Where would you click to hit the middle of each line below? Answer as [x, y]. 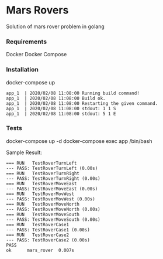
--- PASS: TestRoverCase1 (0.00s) [48, 230]
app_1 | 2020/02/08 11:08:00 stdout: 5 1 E [61, 114]
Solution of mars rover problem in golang [56, 26]
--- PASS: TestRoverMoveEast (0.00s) [52, 189]
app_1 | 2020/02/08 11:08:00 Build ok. [56, 98]
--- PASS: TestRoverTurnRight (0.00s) [53, 178]
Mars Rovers [37, 10]
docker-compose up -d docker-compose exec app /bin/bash [79, 141]
